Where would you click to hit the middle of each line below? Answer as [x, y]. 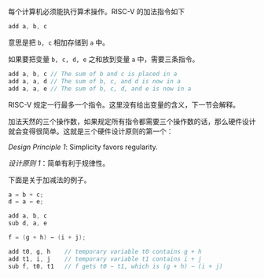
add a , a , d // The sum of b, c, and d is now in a [94, 81]
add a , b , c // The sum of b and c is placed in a [93, 74]
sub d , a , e [27, 223]
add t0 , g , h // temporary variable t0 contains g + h [105, 251]
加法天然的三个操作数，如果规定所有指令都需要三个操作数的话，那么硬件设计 [132, 121]
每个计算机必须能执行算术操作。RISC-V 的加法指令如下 [97, 11]
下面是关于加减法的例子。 [49, 180]
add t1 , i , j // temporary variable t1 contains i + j [105, 259]
